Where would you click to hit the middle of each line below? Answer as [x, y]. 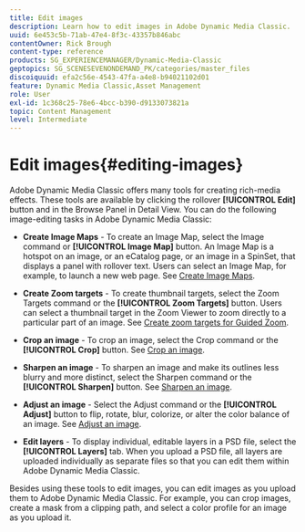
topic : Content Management [61, 111]
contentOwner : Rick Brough [61, 43]
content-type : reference [56, 52]
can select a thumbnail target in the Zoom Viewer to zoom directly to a [154, 313]
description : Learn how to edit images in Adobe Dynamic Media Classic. [150, 26]
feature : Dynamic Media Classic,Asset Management [106, 86]
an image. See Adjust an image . [82, 424]
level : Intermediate [49, 120]
